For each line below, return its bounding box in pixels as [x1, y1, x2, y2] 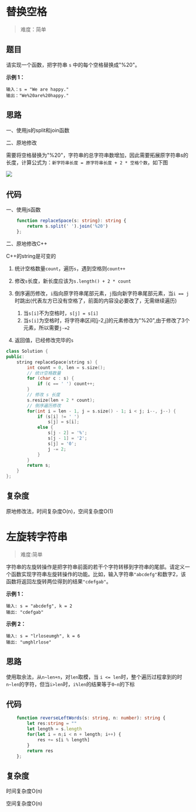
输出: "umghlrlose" [6, 639, 52, 645]
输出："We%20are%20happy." [6, 92, 69, 98]
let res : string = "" [27, 721, 77, 727]
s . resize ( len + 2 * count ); [27, 397, 95, 403]
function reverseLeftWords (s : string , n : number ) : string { [16, 715, 166, 721]
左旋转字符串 [6, 531, 68, 543]
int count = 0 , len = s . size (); [27, 364, 106, 370]
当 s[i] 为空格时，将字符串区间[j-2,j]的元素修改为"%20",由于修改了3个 [23, 317, 190, 324]
